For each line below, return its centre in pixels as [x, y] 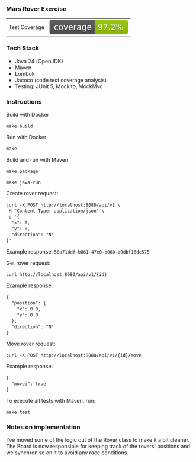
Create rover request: [32, 194]
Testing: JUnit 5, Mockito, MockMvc [59, 86]
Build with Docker [28, 115]
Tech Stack [23, 48]
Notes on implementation [44, 427]
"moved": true [29, 384]
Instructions [24, 101]
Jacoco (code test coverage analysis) [61, 80]
